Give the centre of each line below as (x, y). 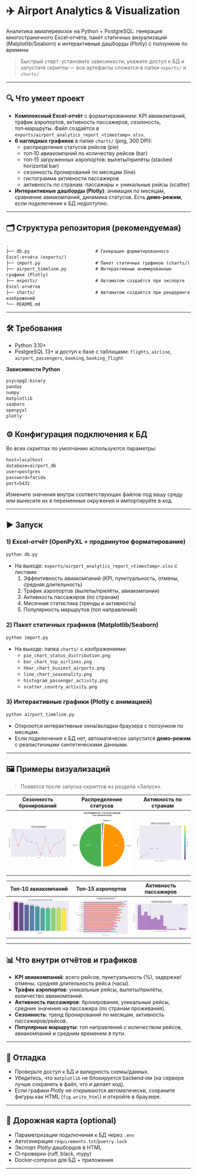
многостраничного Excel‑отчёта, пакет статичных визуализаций (86, 37)
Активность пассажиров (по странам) (71, 597)
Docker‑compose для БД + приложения (64, 1160)
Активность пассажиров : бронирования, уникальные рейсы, (92, 1002)
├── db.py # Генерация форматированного (87, 251)
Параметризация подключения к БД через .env (74, 1135)
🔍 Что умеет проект (45, 99)
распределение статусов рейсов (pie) (71, 147)
